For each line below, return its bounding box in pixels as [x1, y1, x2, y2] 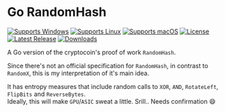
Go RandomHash [7, 4, 107, 20]
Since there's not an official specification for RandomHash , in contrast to [7, 61, 209, 70]
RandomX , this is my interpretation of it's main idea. [7, 69, 150, 77]
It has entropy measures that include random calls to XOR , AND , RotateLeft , [7, 82, 219, 90]
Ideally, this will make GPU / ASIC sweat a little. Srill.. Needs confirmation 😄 [7, 97, 216, 105]
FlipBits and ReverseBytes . [7, 90, 86, 98]
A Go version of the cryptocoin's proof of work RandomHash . [7, 48, 176, 56]
